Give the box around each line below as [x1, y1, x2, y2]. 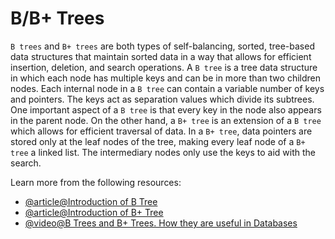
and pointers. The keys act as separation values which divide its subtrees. [10, 93, 315, 105]
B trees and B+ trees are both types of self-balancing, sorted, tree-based [10, 40, 315, 52]
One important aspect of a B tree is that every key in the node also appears [10, 103, 322, 116]
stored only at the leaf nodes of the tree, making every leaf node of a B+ [10, 135, 306, 147]
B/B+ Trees [10, 7, 105, 30]
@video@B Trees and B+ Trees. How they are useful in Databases [24, 217, 298, 229]
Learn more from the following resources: [10, 176, 182, 188]
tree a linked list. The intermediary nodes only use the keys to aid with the [10, 146, 316, 158]
